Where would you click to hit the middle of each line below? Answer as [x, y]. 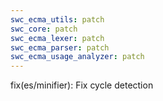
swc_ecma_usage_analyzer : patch [77, 57]
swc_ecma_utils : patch [57, 19]
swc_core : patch [44, 29]
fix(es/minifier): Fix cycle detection [82, 85]
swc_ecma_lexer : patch [57, 38]
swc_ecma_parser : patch [60, 47]
